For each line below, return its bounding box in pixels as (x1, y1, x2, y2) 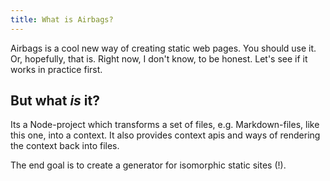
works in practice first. (10, 63, 103, 75)
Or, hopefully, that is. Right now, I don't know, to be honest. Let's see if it (10, 52, 308, 65)
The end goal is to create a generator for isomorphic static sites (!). (10, 159, 287, 171)
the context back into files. (10, 140, 120, 152)
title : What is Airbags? (10, 14, 114, 25)
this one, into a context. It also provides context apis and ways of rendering (10, 129, 321, 141)
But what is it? (10, 92, 100, 110)
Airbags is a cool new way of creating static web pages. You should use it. (10, 42, 317, 54)
